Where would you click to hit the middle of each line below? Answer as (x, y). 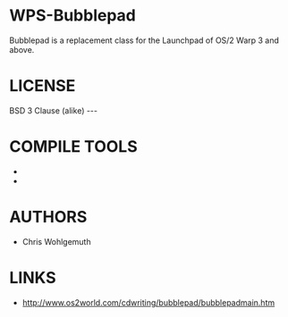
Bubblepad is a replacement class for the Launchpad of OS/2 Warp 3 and (144, 40)
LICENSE (42, 86)
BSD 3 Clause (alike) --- (54, 110)
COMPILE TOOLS (73, 147)
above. (22, 49)
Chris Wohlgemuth (56, 241)
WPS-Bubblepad (72, 16)
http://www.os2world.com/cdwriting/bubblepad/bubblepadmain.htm (148, 302)
